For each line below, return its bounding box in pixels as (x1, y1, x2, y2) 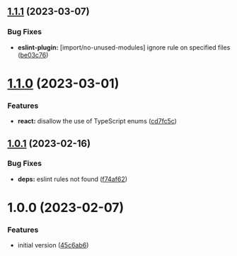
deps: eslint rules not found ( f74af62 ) (17, 174, 128, 183)
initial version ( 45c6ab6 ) (17, 241, 89, 250)
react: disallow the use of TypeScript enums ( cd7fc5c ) (17, 117, 177, 126)
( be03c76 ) (17, 50, 49, 59)
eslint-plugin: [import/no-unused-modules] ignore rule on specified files (17, 43, 231, 52)
